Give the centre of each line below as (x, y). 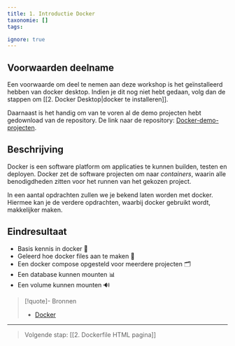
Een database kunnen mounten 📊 (66, 274)
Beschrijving (36, 150)
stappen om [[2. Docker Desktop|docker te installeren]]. (88, 99)
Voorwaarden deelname (60, 67)
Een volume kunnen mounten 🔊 (64, 284)
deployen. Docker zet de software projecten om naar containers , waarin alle (116, 174)
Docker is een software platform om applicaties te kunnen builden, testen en (117, 166)
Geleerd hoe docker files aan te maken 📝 (76, 256)
